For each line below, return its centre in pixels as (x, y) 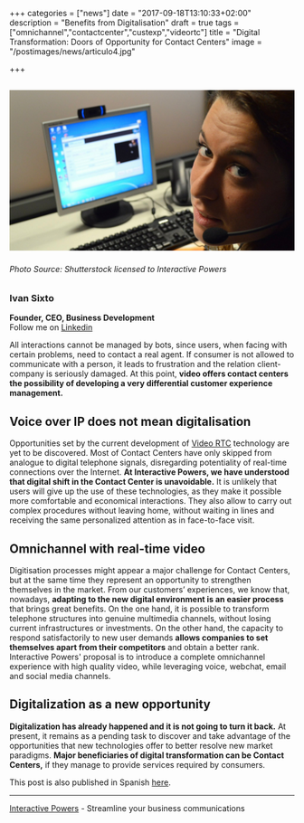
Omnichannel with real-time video (107, 549)
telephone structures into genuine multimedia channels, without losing (140, 619)
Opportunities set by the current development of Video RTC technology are (149, 443)
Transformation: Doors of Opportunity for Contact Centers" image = (136, 42)
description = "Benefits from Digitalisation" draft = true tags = (124, 23)
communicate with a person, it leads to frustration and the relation (133, 364)
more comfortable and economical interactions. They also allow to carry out (151, 501)
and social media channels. (60, 676)
